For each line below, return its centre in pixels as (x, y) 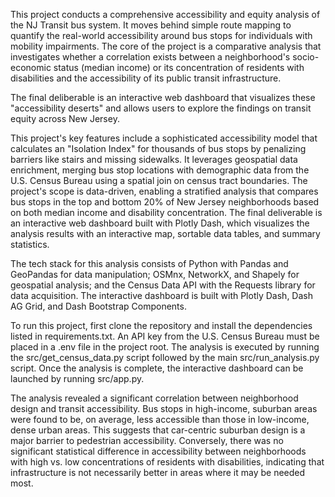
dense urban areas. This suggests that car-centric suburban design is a (158, 430)
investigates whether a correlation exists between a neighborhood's (150, 57)
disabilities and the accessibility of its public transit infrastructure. (146, 78)
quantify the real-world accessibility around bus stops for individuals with (161, 35)
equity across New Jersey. (65, 118)
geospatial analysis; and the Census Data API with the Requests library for (163, 285)
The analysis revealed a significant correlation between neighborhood (154, 398)
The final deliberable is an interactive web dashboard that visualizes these (163, 97)
